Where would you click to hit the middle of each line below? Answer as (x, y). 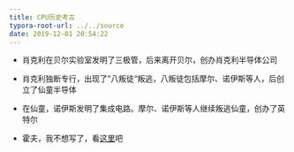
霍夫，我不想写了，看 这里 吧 (72, 139)
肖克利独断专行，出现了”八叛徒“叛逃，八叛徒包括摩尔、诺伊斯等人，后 (149, 79)
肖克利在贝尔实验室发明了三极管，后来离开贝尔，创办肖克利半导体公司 (150, 60)
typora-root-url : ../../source (67, 26)
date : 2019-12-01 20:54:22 (59, 34)
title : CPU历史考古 (42, 17)
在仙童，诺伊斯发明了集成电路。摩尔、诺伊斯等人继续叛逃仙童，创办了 (150, 109)
